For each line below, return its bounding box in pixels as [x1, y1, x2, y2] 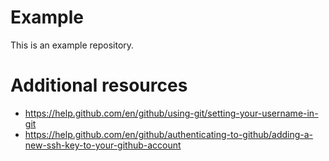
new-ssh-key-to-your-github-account [24, 139, 182, 151]
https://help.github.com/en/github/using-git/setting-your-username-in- [24, 107, 319, 119]
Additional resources [10, 74, 188, 97]
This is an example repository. [10, 39, 135, 51]
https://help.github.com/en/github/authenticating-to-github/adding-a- [24, 128, 314, 140]
